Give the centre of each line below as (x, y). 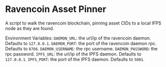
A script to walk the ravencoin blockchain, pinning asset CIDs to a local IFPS (83, 23)
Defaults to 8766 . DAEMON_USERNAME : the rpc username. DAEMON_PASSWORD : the (82, 48)
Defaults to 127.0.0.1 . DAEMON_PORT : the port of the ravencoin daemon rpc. (81, 43)
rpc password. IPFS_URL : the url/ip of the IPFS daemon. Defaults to (73, 54)
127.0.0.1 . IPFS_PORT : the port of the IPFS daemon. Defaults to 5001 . (75, 59)
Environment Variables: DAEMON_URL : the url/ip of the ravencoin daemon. (78, 38)
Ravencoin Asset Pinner (56, 9)
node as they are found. (30, 28)
